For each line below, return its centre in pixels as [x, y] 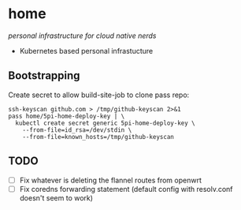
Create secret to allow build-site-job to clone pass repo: [99, 95]
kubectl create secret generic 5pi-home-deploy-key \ [105, 123]
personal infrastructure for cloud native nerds [82, 36]
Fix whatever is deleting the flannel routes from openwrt [111, 180]
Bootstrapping [44, 76]
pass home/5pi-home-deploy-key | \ [67, 116]
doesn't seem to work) [56, 197]
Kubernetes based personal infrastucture [86, 51]
